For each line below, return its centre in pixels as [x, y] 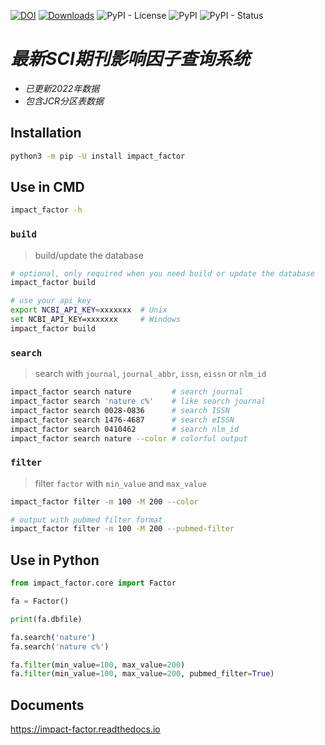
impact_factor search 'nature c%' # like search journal [138, 401]
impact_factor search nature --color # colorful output [129, 438]
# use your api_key [51, 301]
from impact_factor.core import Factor [93, 583]
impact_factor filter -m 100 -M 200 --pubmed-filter [122, 529]
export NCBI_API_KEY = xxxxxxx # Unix [89, 310]
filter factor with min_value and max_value [120, 483]
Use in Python [55, 560]
